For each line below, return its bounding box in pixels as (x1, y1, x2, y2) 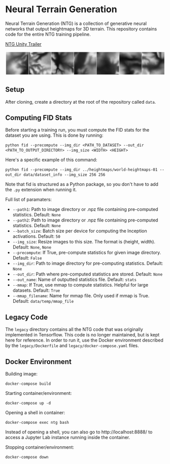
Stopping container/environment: (5, 444, 75, 450)
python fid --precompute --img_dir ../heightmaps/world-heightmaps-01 (5, 167, 158, 172)
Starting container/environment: (5, 390, 72, 396)
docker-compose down (5, 454, 49, 459)
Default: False (12, 255, 42, 261)
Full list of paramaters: (5, 197, 52, 203)
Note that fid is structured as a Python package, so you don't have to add (5, 181, 159, 188)
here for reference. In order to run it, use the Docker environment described (5, 337, 164, 344)
